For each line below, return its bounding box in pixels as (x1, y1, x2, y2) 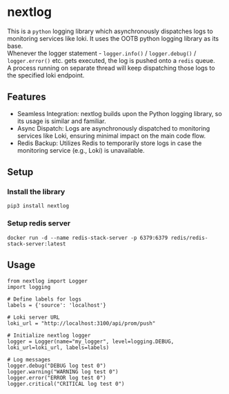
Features (7, 91, 46, 103)
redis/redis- (170, 234, 208, 241)
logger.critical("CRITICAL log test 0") (7, 380, 126, 387)
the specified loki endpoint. (7, 71, 85, 79)
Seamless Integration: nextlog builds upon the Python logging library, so (17, 109, 222, 118)
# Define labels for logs (7, 295, 81, 303)
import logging (7, 283, 51, 290)
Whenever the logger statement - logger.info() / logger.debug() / (7, 49, 197, 57)
